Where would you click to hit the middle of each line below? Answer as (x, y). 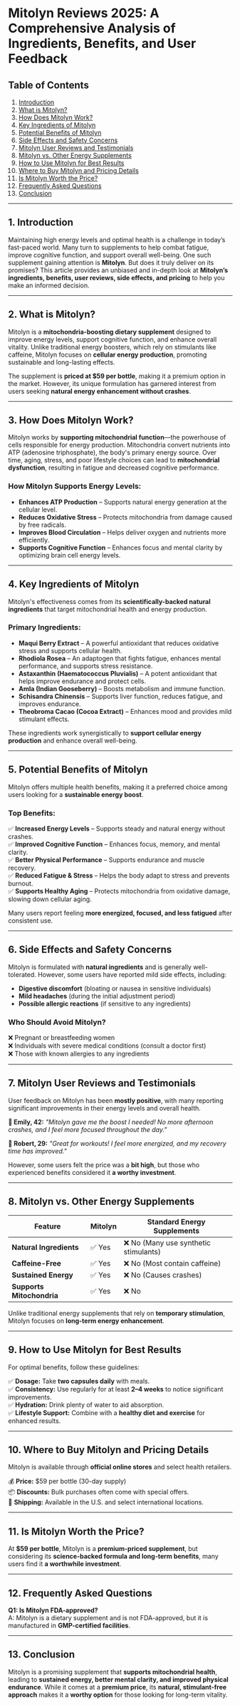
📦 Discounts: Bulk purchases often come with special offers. (99, 1492)
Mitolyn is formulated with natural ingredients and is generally (100, 967)
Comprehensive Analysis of (92, 28)
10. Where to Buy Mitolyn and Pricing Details (109, 1450)
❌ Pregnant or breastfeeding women (62, 1038)
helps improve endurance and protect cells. (82, 681)
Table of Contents (49, 85)
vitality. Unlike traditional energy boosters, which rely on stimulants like (112, 347)
